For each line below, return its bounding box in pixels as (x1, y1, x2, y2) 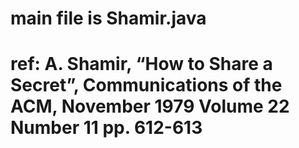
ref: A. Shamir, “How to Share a (10, 53, 273, 76)
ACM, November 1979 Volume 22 (10, 95, 290, 118)
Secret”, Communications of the (10, 74, 283, 97)
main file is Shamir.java (10, 7, 207, 30)
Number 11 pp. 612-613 (10, 117, 203, 139)
